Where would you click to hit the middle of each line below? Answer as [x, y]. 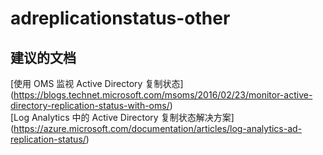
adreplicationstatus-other [120, 18]
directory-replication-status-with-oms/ [90, 105]
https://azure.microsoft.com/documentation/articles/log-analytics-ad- [158, 128]
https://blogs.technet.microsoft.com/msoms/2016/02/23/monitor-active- [163, 95]
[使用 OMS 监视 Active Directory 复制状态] [97, 83]
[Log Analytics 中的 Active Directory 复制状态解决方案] [122, 117]
